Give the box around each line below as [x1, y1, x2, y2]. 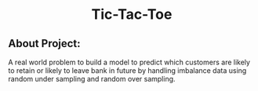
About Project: [8, 37, 81, 50]
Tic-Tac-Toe [91, 5, 173, 24]
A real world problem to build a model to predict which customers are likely [8, 57, 251, 67]
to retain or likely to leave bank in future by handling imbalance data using [8, 66, 247, 75]
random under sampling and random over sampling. [8, 75, 176, 83]
